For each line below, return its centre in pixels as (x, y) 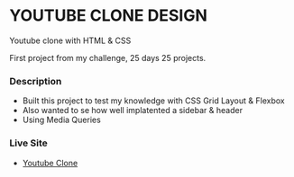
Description (36, 81)
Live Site (28, 143)
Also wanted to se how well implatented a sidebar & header (133, 111)
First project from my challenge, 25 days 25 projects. (108, 58)
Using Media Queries (61, 120)
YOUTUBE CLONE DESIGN (108, 16)
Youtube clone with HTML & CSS (70, 40)
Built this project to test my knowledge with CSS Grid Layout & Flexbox (154, 101)
